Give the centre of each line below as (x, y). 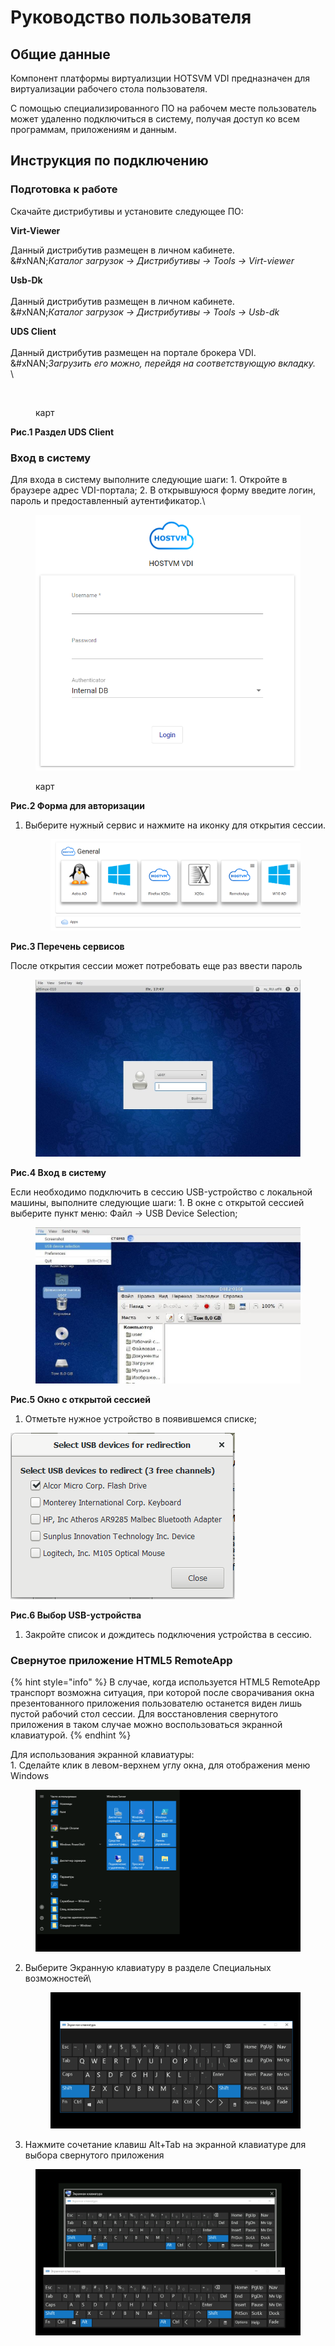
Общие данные (60, 54)
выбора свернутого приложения (94, 2155)
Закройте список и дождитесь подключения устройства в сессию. (168, 1634)
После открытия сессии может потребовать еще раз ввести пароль (156, 965)
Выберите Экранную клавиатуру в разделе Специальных (148, 1968)
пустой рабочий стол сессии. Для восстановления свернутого (144, 1713)
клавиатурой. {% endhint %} (71, 1735)
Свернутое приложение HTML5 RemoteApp (121, 1660)
